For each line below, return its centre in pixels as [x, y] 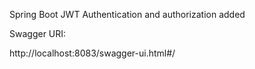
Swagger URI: [38, 33]
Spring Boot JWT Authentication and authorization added [127, 14]
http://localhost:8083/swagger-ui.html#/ [92, 53]
